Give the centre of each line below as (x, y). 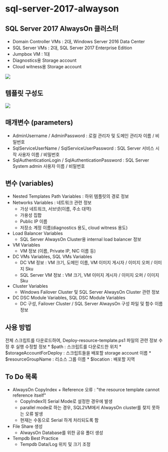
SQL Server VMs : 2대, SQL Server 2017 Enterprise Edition (72, 48)
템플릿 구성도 (24, 93)
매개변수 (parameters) (39, 123)
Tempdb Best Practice (35, 438)
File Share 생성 (27, 426)
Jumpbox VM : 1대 (31, 54)
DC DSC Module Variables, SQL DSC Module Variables (69, 298)
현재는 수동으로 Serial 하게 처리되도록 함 (59, 420)
